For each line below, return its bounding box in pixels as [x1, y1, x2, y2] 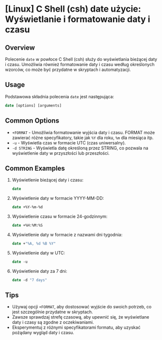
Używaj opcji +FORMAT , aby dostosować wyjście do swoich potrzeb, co [12, 304, 152, 310]
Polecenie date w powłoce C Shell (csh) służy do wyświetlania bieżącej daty [5, 56, 158, 62]
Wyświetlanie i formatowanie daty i [5, 14, 150, 25]
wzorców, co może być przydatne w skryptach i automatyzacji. [5, 67, 131, 72]
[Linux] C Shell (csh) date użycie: [5, 3, 142, 15]
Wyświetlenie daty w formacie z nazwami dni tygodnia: [12, 232, 123, 237]
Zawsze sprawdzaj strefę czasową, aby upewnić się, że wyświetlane [12, 314, 149, 320]
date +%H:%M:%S [12, 223, 43, 228]
